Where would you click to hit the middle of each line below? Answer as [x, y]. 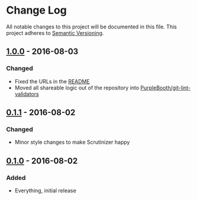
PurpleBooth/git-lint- [166, 88]
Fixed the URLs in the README [52, 81]
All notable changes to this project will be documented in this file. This [92, 27]
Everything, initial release [46, 191]
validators [27, 94]
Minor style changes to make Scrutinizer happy [72, 142]
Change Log [36, 10]
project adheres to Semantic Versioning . [55, 33]
